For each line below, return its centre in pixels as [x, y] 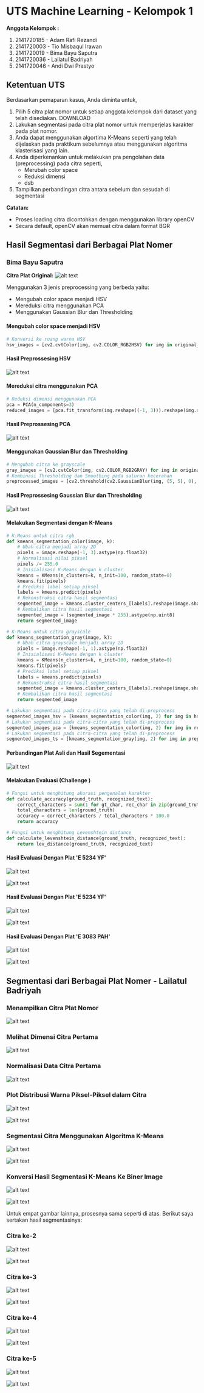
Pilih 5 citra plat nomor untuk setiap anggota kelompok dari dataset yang [106, 112]
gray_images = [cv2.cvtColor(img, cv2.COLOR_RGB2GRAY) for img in [92, 470]
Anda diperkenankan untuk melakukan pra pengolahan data [90, 157]
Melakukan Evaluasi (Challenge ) [49, 780]
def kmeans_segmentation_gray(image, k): [59, 637]
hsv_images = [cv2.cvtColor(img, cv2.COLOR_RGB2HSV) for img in [89, 345]
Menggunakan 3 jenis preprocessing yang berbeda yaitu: [78, 287]
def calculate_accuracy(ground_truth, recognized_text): [80, 799]
